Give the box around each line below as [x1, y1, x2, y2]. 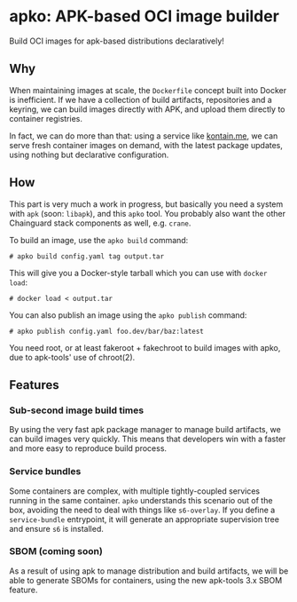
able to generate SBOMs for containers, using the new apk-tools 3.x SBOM [9, 574, 283, 585]
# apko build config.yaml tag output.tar [9, 251, 165, 261]
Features [9, 377, 59, 392]
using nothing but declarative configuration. [9, 149, 169, 160]
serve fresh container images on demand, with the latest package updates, [9, 139, 284, 150]
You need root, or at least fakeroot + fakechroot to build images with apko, [9, 342, 281, 352]
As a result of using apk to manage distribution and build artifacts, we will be [9, 566, 289, 576]
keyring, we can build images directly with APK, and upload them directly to [9, 104, 285, 115]
